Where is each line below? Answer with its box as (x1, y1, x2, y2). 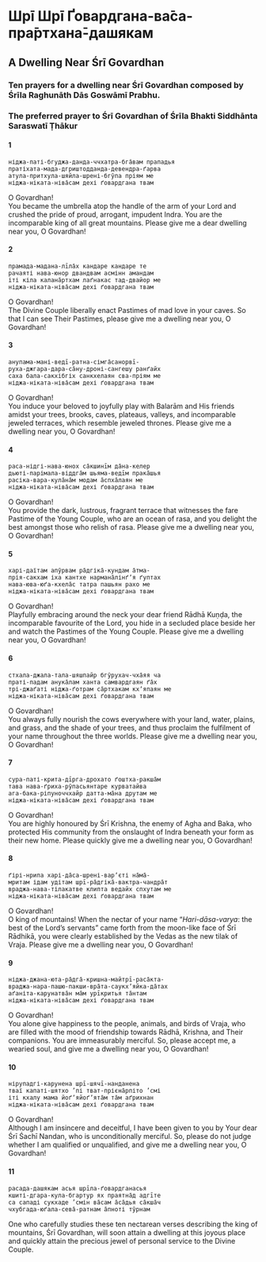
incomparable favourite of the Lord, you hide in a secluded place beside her (8, 619, 256, 628)
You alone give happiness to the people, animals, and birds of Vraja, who (8, 1019, 246, 1029)
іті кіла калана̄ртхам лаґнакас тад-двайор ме (8, 276, 161, 284)
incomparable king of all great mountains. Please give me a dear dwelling (8, 218, 247, 227)
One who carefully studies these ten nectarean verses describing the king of (8, 1219, 258, 1229)
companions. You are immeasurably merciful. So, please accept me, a (8, 1036, 236, 1045)
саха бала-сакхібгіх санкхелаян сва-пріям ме (8, 372, 161, 380)
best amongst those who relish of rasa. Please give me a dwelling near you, (8, 523, 255, 532)
